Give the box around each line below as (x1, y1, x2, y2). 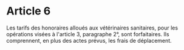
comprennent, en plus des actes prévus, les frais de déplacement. (6, 37, 172, 44)
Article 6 (6, 4, 51, 18)
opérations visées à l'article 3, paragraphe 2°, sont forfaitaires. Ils (6, 30, 169, 37)
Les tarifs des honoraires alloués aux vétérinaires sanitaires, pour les (6, 24, 178, 31)
